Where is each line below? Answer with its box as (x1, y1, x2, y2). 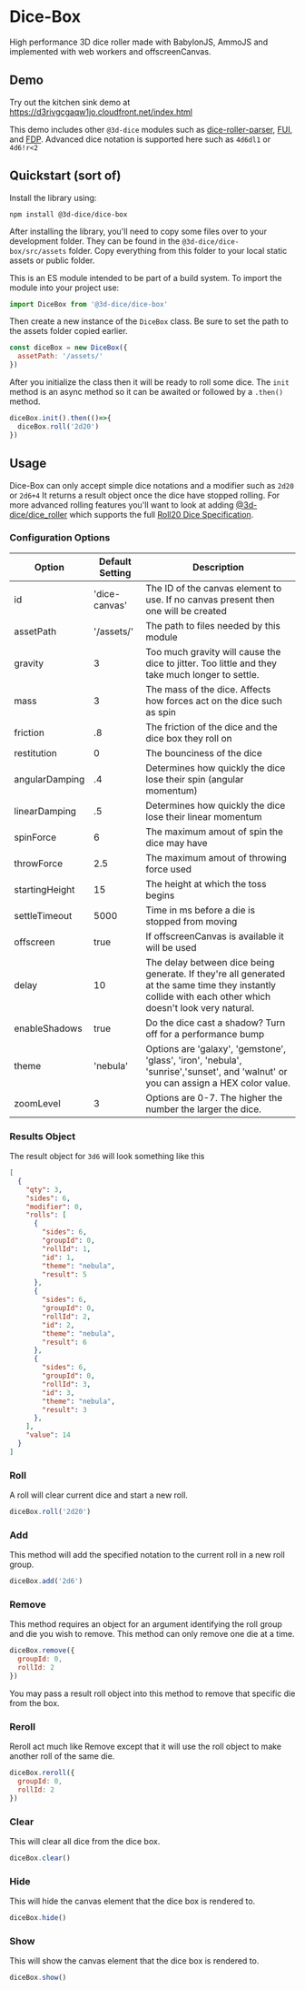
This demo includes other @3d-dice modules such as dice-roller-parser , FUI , (9, 124, 293, 135)
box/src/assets (9, 247, 67, 256)
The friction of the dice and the (145, 721, 279, 733)
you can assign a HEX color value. (145, 1076, 290, 1089)
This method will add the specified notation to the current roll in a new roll (9, 1550, 286, 1561)
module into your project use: (9, 282, 120, 293)
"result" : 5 (42, 1269, 88, 1279)
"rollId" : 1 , (42, 1244, 92, 1253)
